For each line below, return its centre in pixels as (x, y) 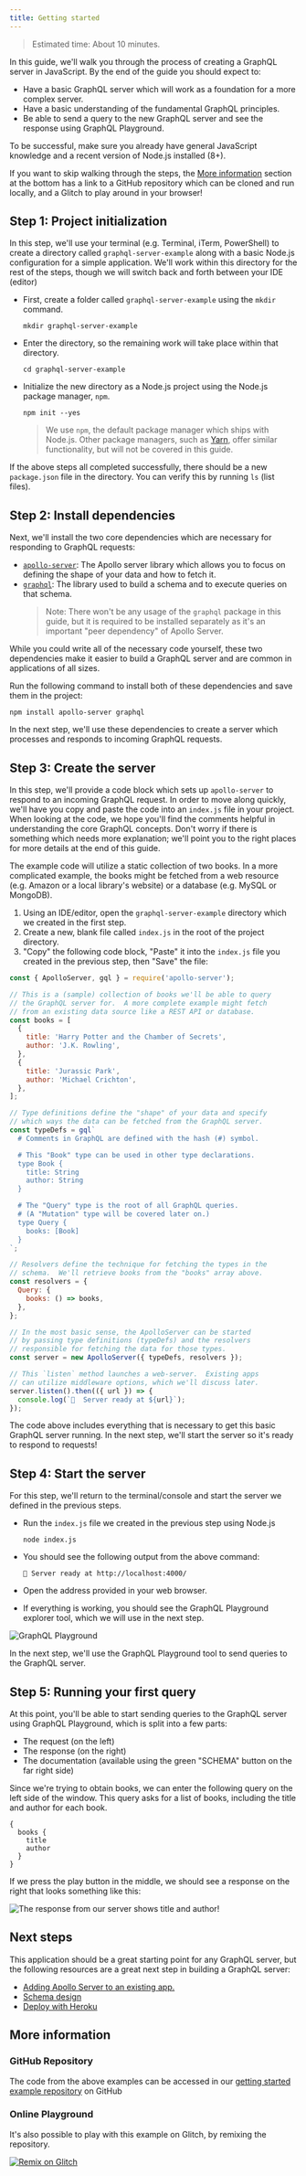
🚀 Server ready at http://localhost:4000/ (105, 1573)
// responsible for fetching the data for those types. (118, 1349)
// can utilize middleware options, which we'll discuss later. (134, 1382)
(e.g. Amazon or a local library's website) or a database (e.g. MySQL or (143, 885)
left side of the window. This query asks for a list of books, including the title (153, 1798)
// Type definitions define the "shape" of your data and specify (138, 1113)
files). (20, 486)
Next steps (41, 1938)
